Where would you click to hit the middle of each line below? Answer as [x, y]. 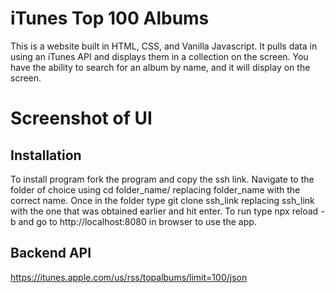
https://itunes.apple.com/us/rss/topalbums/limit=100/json [129, 277]
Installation [46, 155]
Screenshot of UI [81, 118]
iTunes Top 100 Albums [110, 18]
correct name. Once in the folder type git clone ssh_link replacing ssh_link [162, 200]
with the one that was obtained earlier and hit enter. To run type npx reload [164, 211]
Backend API [51, 253]
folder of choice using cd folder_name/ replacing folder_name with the [155, 189]
